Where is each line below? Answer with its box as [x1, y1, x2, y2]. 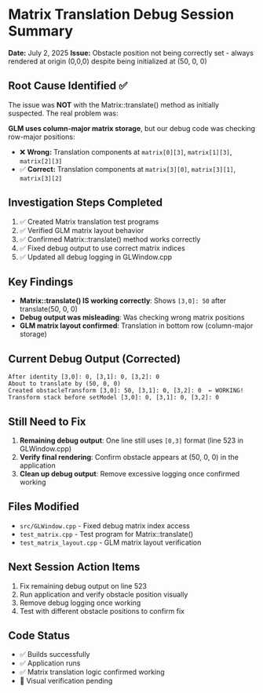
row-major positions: [8, 132, 76, 141]
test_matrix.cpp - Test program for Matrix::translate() [19, 529, 194, 538]
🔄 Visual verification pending [19, 677, 113, 686]
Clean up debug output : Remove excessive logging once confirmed [19, 469, 240, 478]
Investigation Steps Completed [8, 196, 163, 210]
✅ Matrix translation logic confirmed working [19, 667, 165, 677]
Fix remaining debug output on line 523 [19, 581, 148, 590]
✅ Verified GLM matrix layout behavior [19, 225, 144, 235]
